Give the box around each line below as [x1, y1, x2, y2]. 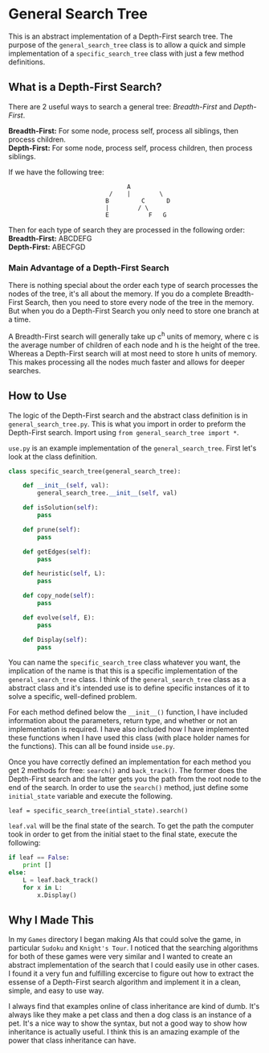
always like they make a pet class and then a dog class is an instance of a [8, 1010, 252, 1020]
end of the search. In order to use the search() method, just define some [8, 783, 249, 792]
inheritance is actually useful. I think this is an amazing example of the [8, 1027, 240, 1037]
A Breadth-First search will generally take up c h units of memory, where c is [8, 331, 259, 341]
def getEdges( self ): [22, 548, 92, 556]
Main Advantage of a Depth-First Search [8, 262, 169, 274]
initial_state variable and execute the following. [8, 792, 173, 801]
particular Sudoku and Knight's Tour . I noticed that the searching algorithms [8, 943, 259, 953]
